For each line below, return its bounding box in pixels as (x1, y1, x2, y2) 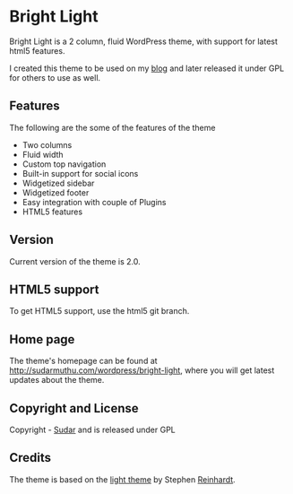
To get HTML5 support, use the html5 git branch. (9, 306, 190, 316)
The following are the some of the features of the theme (9, 122, 216, 133)
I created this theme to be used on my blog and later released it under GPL (9, 63, 285, 74)
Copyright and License (9, 401, 139, 416)
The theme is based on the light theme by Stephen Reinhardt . (9, 473, 236, 485)
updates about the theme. (9, 375, 105, 386)
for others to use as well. (9, 72, 101, 82)
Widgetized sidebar (22, 178, 95, 188)
